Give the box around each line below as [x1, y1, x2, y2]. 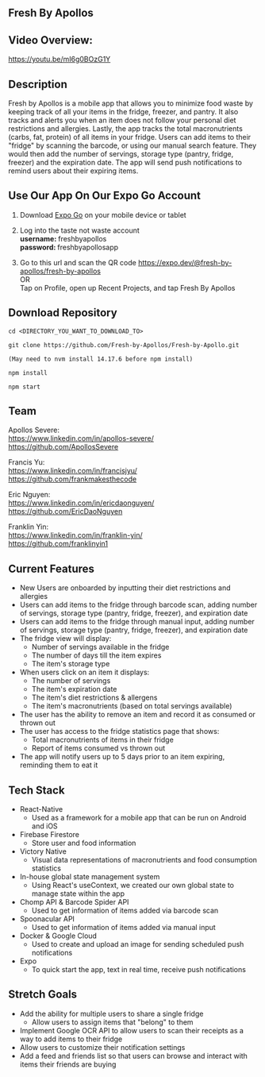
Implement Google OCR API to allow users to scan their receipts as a [19, 1025, 244, 1035]
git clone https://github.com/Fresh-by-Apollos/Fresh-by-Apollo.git [8, 341, 240, 349]
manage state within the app [31, 889, 125, 898]
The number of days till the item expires [31, 650, 162, 660]
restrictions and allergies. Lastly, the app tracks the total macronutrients [8, 124, 244, 133]
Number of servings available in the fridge [31, 643, 170, 652]
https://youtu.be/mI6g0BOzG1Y [8, 55, 111, 64]
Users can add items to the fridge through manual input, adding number [19, 617, 255, 627]
